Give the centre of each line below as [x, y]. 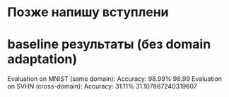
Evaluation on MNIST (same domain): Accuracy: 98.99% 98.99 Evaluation [115, 79]
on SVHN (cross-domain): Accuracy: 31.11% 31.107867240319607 [102, 86]
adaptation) [42, 59]
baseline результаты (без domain [109, 45]
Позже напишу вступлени [88, 12]
